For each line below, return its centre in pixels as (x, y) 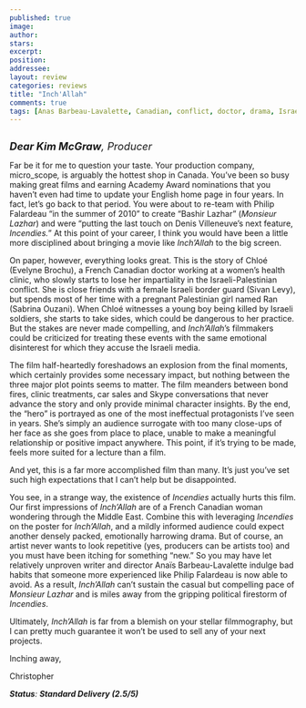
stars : (22, 43)
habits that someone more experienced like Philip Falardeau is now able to (149, 575)
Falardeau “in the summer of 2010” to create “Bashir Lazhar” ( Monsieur (143, 214)
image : (22, 26)
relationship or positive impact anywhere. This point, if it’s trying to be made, (153, 443)
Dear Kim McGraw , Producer (81, 146)
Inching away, (36, 659)
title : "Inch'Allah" (49, 94)
